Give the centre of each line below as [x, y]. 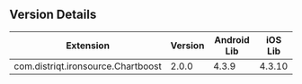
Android [232, 39]
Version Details [53, 15]
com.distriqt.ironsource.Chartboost [88, 66]
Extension [88, 46]
